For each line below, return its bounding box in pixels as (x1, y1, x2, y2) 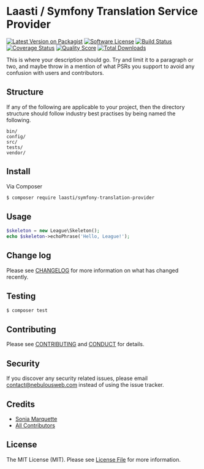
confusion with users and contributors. (6, 69, 104, 76)
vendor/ (6, 149, 26, 156)
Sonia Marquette (15, 415, 58, 422)
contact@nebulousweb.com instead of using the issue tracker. (6, 381, 164, 389)
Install (6, 166, 31, 177)
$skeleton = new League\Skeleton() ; (6, 228, 100, 234)
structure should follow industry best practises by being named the (6, 109, 176, 117)
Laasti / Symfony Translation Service (6, 4, 198, 18)
